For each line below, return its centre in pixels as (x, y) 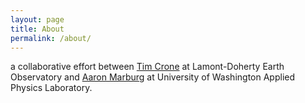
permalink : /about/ (51, 38)
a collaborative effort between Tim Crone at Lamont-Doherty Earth (147, 67)
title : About (37, 29)
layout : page (37, 19)
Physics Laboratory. (51, 88)
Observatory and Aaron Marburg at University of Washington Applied (153, 77)
